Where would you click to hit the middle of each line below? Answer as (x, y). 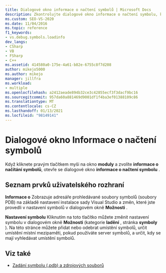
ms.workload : (19, 83)
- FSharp (14, 56)
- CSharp (14, 46)
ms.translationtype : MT (30, 102)
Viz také (18, 253)
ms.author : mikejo (24, 74)
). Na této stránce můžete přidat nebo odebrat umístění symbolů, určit (76, 227)
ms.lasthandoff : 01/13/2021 (34, 111)
